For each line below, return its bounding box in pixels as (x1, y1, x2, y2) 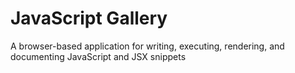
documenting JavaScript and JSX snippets (10, 50, 187, 62)
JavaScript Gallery (10, 7, 168, 30)
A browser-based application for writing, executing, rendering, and (10, 40, 285, 52)
